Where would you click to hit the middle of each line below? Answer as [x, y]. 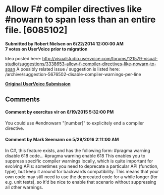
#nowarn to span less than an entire [81, 19]
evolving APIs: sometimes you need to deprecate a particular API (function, [82, 166]
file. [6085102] [36, 30]
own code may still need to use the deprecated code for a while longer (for [82, 177]
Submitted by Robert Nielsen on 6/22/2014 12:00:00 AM [64, 43]
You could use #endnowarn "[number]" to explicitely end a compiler [75, 123]
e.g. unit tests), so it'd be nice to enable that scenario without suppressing [81, 182]
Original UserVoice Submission [38, 84]
